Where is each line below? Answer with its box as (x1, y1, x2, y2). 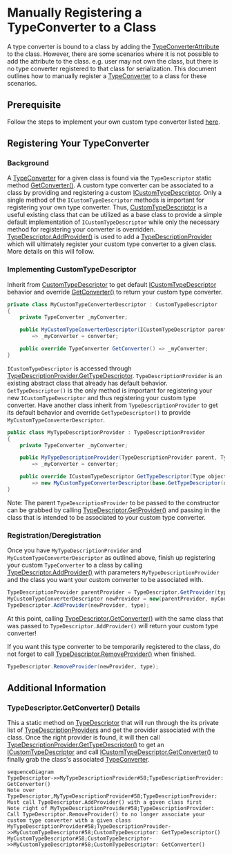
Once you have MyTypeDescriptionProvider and (7, 546, 142, 554)
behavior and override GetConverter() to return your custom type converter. (7, 288, 223, 296)
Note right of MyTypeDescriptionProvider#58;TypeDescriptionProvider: (7, 805, 215, 812)
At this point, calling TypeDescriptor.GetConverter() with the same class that (7, 614, 224, 623)
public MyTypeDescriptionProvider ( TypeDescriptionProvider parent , (19, 454, 217, 461)
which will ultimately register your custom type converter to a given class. (7, 240, 217, 248)
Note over (7, 787, 36, 794)
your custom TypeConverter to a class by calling (7, 561, 143, 570)
